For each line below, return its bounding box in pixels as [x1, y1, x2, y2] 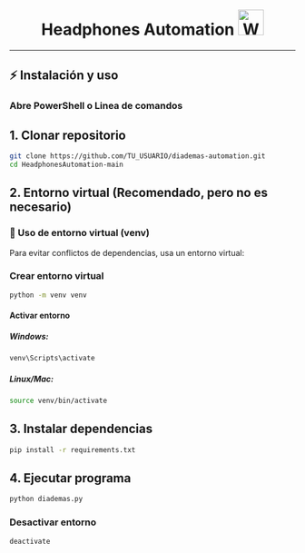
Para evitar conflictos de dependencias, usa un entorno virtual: [9, 247, 245, 258]
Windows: [9, 331, 49, 341]
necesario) [9, 200, 73, 215]
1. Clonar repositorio [9, 127, 126, 143]
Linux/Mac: [9, 373, 54, 384]
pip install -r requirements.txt [9, 445, 136, 454]
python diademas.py [9, 495, 84, 504]
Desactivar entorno [9, 516, 97, 528]
